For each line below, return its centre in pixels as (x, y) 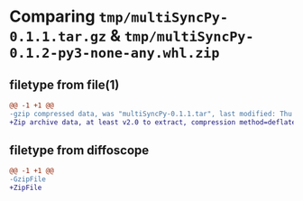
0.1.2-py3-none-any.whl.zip (115, 54)
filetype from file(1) (64, 84)
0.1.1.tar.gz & (65, 36)
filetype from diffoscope (79, 151)
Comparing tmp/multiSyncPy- (119, 17)
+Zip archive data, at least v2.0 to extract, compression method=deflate (153, 122)
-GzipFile (28, 179)
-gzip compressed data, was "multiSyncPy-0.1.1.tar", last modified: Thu (151, 114)
